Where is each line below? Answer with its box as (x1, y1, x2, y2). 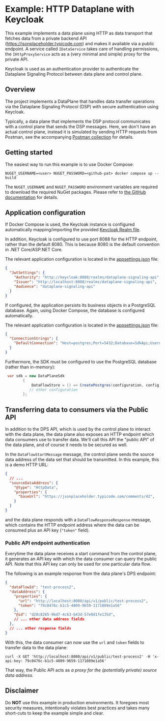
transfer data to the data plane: (5, 644, 68, 650)
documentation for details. (5, 194, 58, 200)
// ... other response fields (9, 626, 71, 631)
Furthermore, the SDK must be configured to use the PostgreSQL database (5, 359, 157, 364)
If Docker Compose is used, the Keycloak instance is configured (5, 221, 135, 227)
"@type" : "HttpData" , (14, 485, 58, 490)
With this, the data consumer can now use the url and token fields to (5, 639, 144, 645)
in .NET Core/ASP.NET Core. (5, 247, 63, 253)
